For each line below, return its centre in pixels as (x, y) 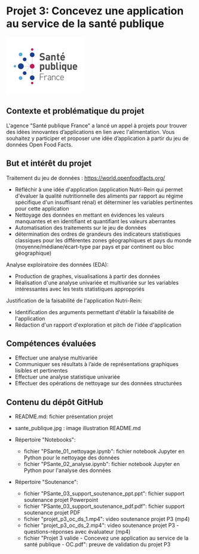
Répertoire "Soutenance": (47, 482)
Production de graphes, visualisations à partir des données (87, 276)
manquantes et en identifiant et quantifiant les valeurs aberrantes (95, 221)
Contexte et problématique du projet (75, 111)
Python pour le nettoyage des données (72, 458)
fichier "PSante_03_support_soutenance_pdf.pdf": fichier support (104, 506)
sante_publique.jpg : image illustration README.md (78, 428)
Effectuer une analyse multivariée (56, 358)
